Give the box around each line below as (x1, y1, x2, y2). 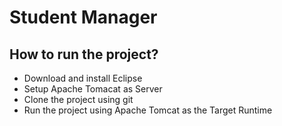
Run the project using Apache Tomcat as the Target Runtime (23, 104, 273, 116)
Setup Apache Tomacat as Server (23, 83, 163, 95)
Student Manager (9, 6, 158, 29)
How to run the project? (9, 46, 159, 63)
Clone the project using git (23, 94, 134, 105)
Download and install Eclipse (23, 72, 143, 84)
